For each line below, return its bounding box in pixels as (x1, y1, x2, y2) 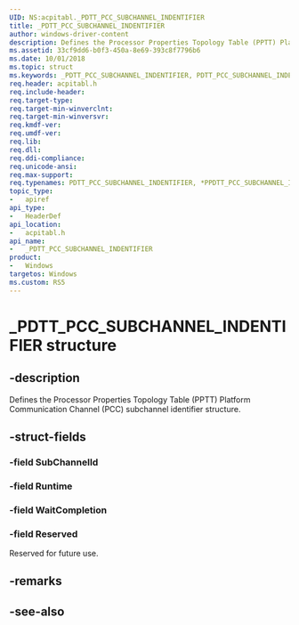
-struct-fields (9, 429, 86, 445)
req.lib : (9, 137, 42, 146)
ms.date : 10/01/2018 (9, 54, 86, 63)
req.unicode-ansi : (9, 162, 77, 171)
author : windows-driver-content (9, 29, 129, 38)
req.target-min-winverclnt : (9, 104, 114, 113)
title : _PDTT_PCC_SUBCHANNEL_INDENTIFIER (9, 21, 166, 30)
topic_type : (9, 187, 53, 196)
